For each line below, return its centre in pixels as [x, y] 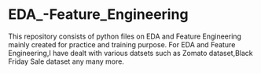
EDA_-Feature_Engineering [98, 15]
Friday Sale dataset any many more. [66, 61]
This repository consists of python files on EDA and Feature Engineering [125, 36]
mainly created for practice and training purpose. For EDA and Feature [122, 44]
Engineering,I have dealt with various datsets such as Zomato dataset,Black [130, 53]
